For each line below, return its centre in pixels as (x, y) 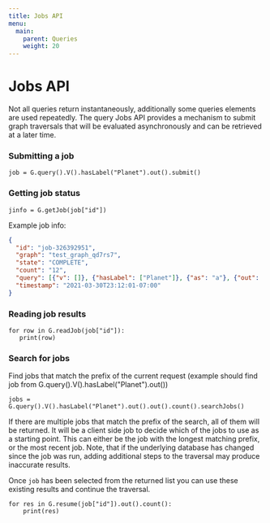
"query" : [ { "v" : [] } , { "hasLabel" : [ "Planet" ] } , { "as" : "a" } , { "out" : (137, 278)
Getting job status (45, 194)
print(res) (41, 512)
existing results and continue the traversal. (79, 490)
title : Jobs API (36, 16)
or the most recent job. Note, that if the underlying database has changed (131, 447)
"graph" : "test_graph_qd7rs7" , (69, 255)
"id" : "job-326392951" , (56, 248)
